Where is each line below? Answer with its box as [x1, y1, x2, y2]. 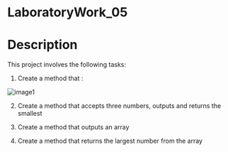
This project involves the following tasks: [7, 60, 126, 69]
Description [7, 37, 78, 53]
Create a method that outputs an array [17, 123, 130, 131]
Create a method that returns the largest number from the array [17, 136, 203, 146]
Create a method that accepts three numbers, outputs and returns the [17, 102, 222, 110]
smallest [17, 109, 42, 118]
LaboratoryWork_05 [7, 4, 128, 21]
